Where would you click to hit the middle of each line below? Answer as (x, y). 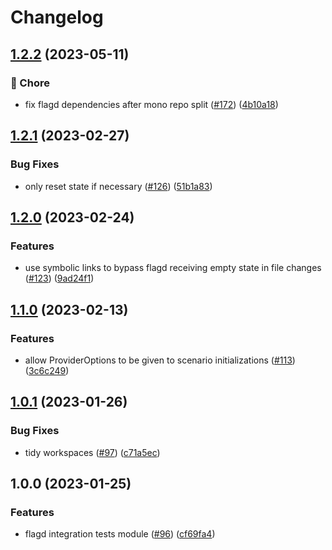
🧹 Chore (30, 83)
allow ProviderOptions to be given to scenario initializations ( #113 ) (160, 360)
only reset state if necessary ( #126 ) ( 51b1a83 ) (118, 186)
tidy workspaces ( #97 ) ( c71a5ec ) (92, 452)
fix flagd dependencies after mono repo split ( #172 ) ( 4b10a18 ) (151, 104)
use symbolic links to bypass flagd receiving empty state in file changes (173, 268)
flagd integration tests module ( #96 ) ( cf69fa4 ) (120, 534)
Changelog (57, 17)
